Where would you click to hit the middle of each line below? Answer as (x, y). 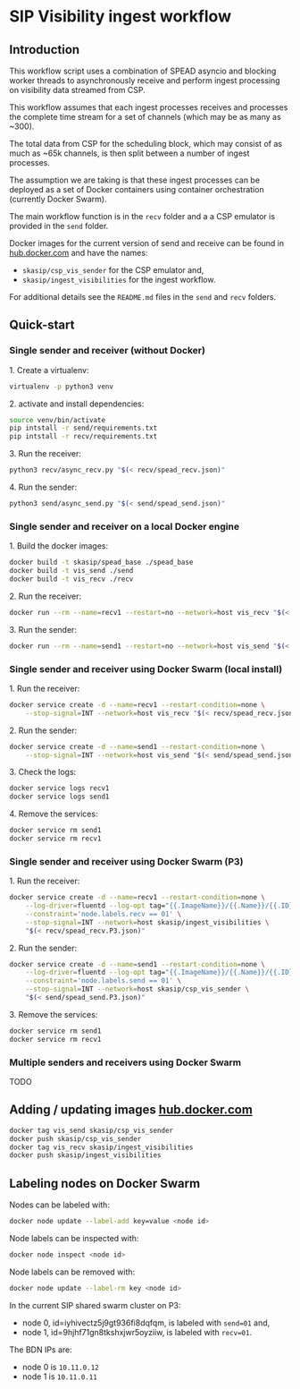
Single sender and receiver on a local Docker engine (124, 526)
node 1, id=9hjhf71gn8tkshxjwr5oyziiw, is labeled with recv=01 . (137, 1332)
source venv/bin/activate (57, 420)
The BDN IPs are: (41, 1350)
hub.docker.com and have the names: (79, 253)
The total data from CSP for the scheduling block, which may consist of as (146, 144)
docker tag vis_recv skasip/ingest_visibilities (101, 1147)
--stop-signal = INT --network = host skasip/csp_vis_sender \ (137, 989)
